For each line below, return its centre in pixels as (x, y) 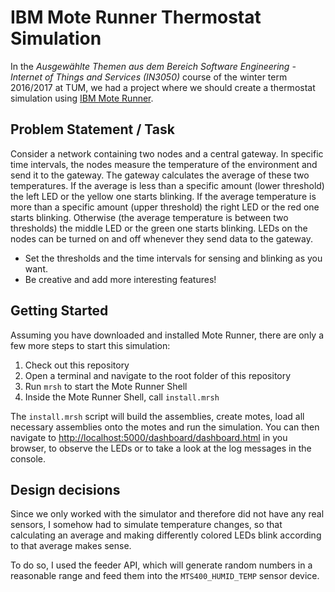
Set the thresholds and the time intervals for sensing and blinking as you (173, 258)
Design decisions (65, 489)
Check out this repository (77, 365)
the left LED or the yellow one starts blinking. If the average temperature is (163, 196)
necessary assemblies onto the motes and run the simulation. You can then (165, 427)
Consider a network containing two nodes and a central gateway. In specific (167, 153)
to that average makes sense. (71, 546)
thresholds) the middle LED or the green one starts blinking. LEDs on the (159, 228)
